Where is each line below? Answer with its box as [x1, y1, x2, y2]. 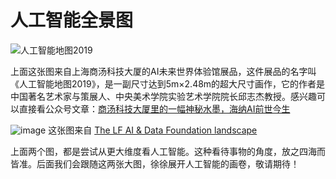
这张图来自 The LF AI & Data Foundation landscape [48, 124, 258, 136]
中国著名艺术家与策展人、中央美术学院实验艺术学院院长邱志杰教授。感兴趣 [10, 90, 317, 102]
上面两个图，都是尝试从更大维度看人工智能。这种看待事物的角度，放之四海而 [10, 145, 326, 157]
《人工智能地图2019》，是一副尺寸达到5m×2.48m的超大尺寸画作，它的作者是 [10, 77, 326, 90]
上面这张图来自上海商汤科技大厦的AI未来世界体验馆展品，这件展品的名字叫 [10, 65, 317, 77]
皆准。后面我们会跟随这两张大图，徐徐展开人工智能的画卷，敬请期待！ [10, 157, 300, 170]
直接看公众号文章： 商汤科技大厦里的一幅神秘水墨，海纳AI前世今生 [18, 102, 291, 115]
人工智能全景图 [10, 9, 134, 32]
